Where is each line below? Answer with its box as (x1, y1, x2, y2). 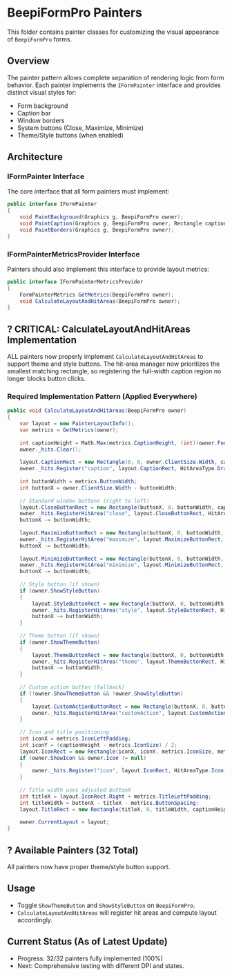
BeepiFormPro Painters (7, 5, 143, 21)
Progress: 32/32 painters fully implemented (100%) (17, 954, 164, 962)
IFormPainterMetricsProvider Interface (7, 249, 140, 259)
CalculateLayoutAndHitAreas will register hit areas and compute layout (17, 908, 217, 917)
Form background (17, 102, 68, 110)
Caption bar (17, 109, 51, 117)
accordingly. (17, 915, 53, 924)
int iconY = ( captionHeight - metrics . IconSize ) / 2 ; (19, 741, 177, 748)
